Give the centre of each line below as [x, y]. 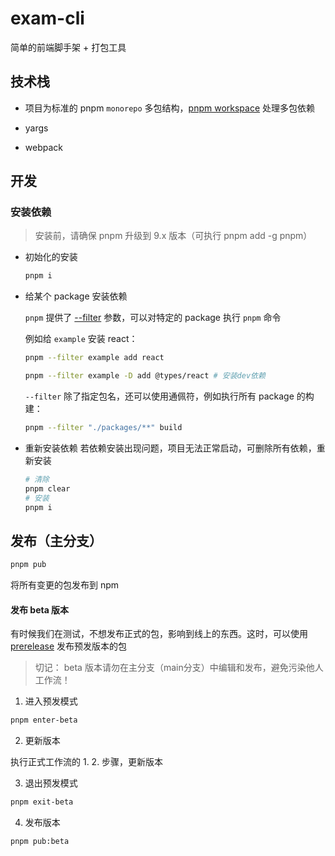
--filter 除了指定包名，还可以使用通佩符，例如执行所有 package [159, 396]
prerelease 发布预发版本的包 [69, 646]
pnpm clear [47, 488]
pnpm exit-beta [42, 802]
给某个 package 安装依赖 [76, 296]
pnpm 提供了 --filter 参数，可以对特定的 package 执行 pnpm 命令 [153, 318]
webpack [43, 147]
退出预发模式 [51, 783]
